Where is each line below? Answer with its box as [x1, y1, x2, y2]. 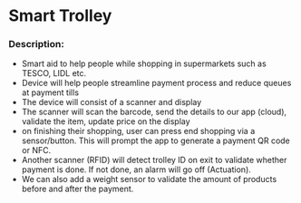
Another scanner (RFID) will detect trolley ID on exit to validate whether [21, 155, 287, 166]
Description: [8, 38, 64, 51]
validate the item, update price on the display [21, 116, 191, 127]
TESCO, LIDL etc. [21, 68, 87, 79]
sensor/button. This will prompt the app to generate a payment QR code [21, 135, 291, 146]
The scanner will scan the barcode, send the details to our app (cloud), [21, 106, 287, 118]
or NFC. [21, 145, 52, 156]
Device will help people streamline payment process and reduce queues [21, 78, 292, 89]
